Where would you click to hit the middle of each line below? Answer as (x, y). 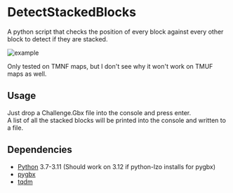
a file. (15, 128)
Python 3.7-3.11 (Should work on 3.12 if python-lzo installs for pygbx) (116, 166)
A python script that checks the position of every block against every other (115, 32)
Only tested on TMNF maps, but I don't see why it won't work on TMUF (110, 66)
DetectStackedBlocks (72, 12)
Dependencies (40, 150)
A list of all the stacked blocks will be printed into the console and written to (117, 120)
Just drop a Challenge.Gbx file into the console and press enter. (99, 112)
